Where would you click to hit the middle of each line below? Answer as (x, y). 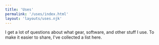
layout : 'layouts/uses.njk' (34, 18)
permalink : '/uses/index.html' (37, 14)
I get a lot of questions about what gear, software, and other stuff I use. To (80, 32)
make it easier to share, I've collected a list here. (54, 37)
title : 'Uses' (20, 9)
